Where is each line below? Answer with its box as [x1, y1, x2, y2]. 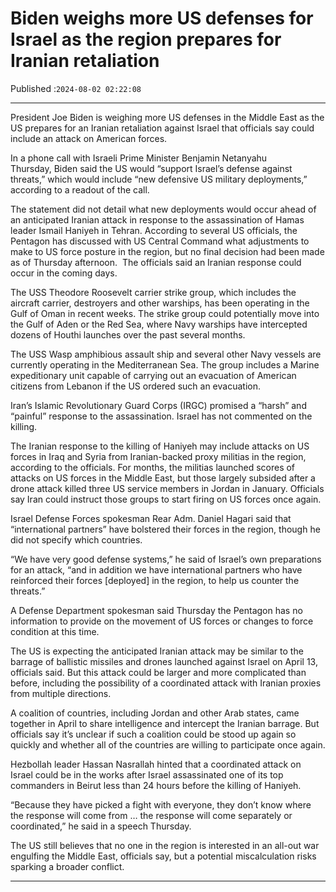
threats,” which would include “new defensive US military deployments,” [10, 173, 308, 185]
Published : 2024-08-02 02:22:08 [10, 82, 142, 94]
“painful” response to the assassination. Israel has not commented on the [10, 410, 313, 422]
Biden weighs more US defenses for [10, 7, 314, 30]
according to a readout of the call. [10, 183, 150, 196]
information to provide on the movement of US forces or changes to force [10, 615, 314, 627]
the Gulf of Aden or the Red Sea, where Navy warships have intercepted [10, 318, 308, 330]
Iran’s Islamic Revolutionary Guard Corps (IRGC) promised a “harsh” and [10, 399, 307, 411]
